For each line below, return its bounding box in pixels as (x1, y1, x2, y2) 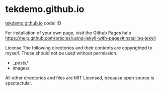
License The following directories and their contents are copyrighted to (5, 44, 152, 50)
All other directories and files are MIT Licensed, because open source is (5, 74, 154, 80)
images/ (12, 65, 30, 71)
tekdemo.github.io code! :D (5, 20, 62, 26)
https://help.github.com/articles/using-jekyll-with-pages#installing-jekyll (5, 35, 156, 41)
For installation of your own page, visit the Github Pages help (5, 29, 132, 35)
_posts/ (12, 59, 28, 65)
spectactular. (5, 80, 33, 86)
